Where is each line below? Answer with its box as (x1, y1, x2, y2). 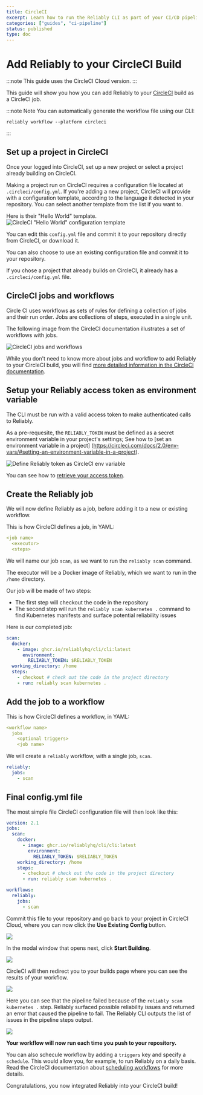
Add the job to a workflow (6, 697, 105, 707)
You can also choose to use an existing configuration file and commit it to (6, 249, 189, 256)
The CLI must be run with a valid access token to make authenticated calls (6, 411, 192, 418)
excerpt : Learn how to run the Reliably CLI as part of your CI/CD (6, 15, 180, 21)
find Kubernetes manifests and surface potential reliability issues (14, 612, 176, 619)
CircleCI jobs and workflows (6, 291, 115, 301)
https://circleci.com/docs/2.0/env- (93, 442, 179, 449)
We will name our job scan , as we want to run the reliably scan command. (6, 557, 192, 564)
